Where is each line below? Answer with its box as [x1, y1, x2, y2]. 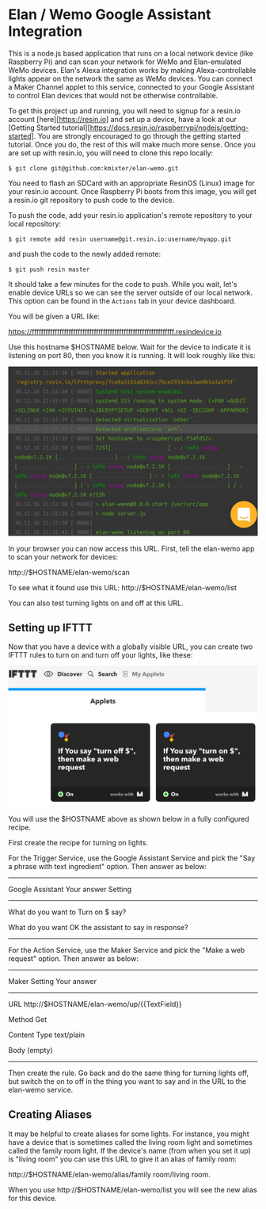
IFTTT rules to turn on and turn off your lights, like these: [8, 650, 193, 660]
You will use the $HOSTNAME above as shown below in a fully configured [8, 814, 249, 823]
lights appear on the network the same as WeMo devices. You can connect [8, 74, 253, 83]
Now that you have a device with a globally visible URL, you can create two [8, 642, 253, 651]
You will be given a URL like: [8, 311, 101, 321]
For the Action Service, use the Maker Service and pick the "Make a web [8, 945, 245, 955]
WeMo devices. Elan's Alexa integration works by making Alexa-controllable [8, 65, 256, 74]
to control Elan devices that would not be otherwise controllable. [8, 90, 218, 100]
